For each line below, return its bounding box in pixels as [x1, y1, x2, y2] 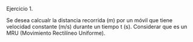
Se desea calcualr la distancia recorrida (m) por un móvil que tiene [6, 17, 173, 23]
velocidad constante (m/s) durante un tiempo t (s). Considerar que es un [6, 23, 188, 30]
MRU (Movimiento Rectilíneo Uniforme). [6, 29, 106, 37]
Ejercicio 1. [6, 5, 33, 12]
